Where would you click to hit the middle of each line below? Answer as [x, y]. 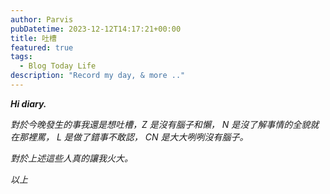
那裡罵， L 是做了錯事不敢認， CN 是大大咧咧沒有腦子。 [133, 137]
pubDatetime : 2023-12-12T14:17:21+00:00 [96, 29]
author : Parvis [42, 19]
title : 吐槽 [33, 38]
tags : [21, 57]
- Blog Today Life [58, 66]
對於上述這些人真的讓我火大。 [71, 158]
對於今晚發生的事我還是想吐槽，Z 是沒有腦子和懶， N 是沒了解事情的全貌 [160, 124]
